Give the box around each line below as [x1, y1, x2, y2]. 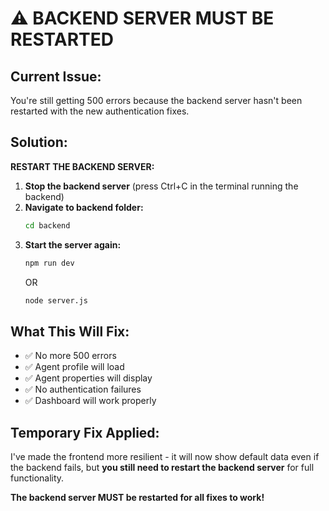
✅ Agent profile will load [24, 361, 125, 373]
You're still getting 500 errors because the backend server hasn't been [10, 95, 303, 106]
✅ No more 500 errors [24, 350, 117, 362]
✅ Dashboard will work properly [24, 395, 157, 407]
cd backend [24, 220, 71, 231]
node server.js [24, 295, 89, 306]
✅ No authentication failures [24, 383, 142, 396]
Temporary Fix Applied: [10, 424, 160, 441]
